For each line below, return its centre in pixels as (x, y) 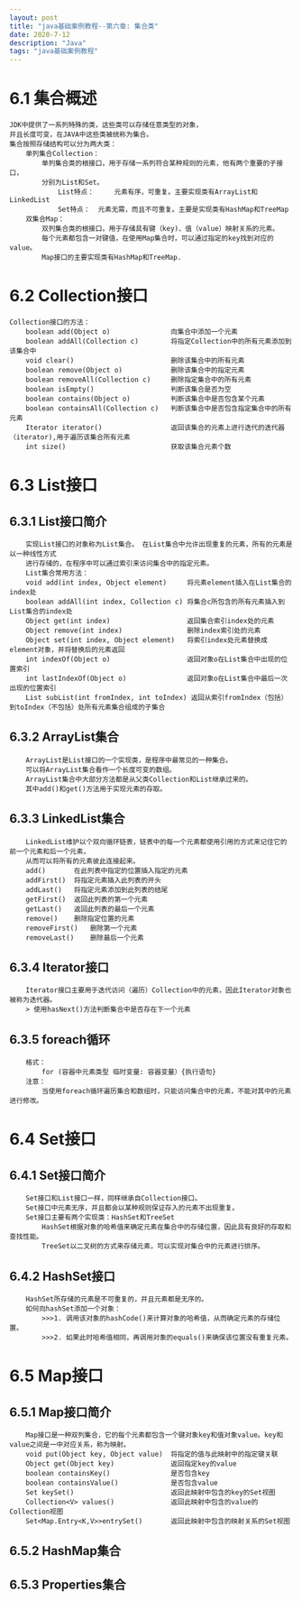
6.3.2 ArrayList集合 (64, 737)
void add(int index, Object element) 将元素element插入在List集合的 (159, 583)
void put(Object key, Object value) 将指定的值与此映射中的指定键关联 (152, 1454)
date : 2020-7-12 (40, 34)
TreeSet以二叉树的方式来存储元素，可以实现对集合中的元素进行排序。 (153, 1247)
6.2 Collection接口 (79, 296)
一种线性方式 (36, 554)
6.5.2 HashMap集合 (65, 1551)
